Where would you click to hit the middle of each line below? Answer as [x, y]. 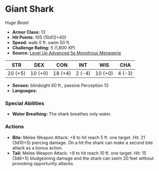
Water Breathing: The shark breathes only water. [62, 114]
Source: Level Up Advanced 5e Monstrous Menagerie [67, 53]
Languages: [24, 90]
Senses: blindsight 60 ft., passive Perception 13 [60, 85]
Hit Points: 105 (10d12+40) [39, 37]
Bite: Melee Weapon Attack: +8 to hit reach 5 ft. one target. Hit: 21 [79, 137]
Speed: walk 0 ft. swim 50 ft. [41, 42]
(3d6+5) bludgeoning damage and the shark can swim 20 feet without [83, 158]
